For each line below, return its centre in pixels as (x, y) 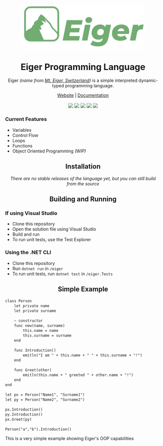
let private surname (35, 311)
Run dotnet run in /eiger (38, 268)
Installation (83, 167)
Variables (22, 130)
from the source (83, 184)
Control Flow (25, 135)
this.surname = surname (47, 336)
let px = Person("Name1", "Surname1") (45, 395)
